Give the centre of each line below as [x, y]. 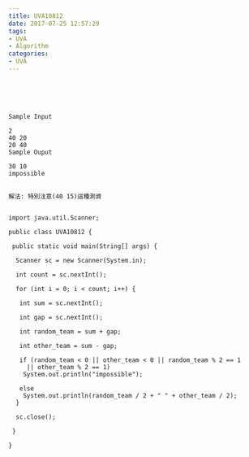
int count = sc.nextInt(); [61, 274]
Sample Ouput [30, 152]
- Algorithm [28, 46]
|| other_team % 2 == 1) [69, 367]
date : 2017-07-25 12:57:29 [54, 24]
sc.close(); [36, 417]
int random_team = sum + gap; [70, 331]
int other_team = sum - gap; [68, 346]
